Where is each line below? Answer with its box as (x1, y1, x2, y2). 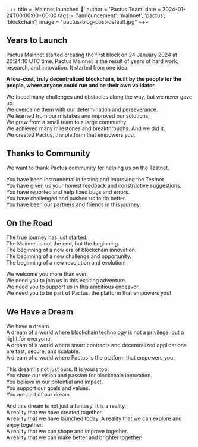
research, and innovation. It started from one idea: (6, 64, 129, 71)
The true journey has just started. (6, 234, 88, 241)
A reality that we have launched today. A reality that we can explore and (6, 415, 183, 422)
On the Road (6, 218, 53, 228)
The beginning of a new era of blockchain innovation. (6, 247, 137, 254)
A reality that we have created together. (6, 409, 103, 416)
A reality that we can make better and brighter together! (6, 434, 143, 441)
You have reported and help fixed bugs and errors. (6, 188, 130, 196)
